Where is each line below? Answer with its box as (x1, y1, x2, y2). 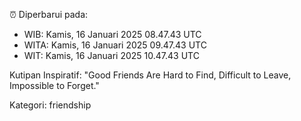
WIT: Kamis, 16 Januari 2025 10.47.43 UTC (23, 50, 200, 61)
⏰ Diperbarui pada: (9, 9, 89, 20)
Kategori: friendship (9, 99, 92, 111)
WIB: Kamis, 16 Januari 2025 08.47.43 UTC (23, 29, 202, 40)
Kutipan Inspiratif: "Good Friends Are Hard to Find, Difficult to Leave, (9, 69, 292, 81)
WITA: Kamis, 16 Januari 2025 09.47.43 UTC (23, 39, 207, 51)
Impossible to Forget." (9, 80, 100, 91)
